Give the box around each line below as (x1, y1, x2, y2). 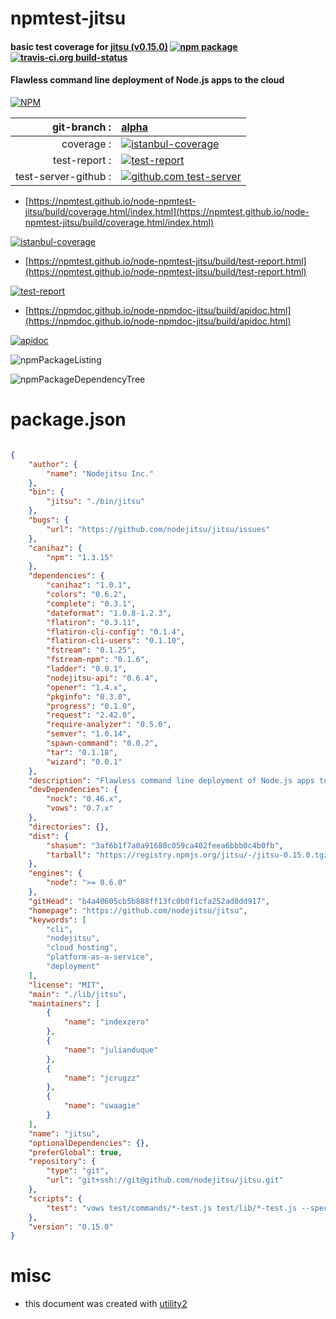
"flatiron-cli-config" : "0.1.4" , (46, 627, 186, 637)
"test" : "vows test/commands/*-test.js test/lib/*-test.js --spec (46, 1203, 329, 1213)
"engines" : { (28, 868, 83, 879)
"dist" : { (28, 831, 70, 841)
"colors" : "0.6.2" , (46, 590, 128, 600)
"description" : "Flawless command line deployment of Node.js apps (28, 775, 315, 786)
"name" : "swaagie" (63, 1101, 141, 1111)
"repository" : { (28, 1157, 97, 1167)
